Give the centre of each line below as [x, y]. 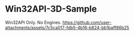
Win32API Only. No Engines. [33, 22]
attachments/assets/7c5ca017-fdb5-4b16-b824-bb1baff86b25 [67, 27]
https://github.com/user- [87, 22]
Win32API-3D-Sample [51, 9]
